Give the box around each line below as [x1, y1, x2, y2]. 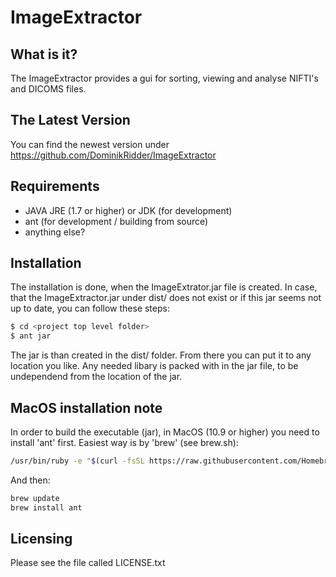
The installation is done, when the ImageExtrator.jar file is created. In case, [10, 281, 318, 293]
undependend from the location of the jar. [10, 371, 183, 383]
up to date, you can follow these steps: [10, 302, 170, 315]
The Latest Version [10, 112, 131, 129]
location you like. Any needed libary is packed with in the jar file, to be [10, 360, 299, 372]
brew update [10, 493, 60, 503]
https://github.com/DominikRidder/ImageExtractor [10, 149, 217, 161]
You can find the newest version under [10, 138, 170, 150]
